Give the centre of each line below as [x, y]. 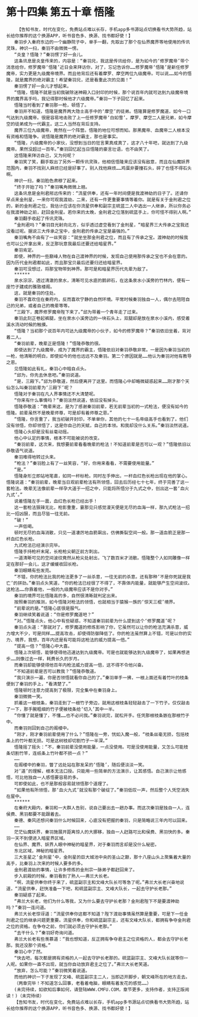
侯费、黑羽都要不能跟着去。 [35, 814]
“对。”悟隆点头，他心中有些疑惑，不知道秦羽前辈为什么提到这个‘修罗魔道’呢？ [95, 621]
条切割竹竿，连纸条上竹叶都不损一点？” [47, 753]
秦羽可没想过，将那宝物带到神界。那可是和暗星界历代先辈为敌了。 [82, 269]
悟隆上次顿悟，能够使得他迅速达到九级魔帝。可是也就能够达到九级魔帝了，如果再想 [100, 652]
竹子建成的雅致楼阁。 [33, 287]
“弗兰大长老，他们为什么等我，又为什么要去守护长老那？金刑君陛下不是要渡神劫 [97, 901]
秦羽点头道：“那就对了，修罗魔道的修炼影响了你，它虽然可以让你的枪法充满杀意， [99, 627]
